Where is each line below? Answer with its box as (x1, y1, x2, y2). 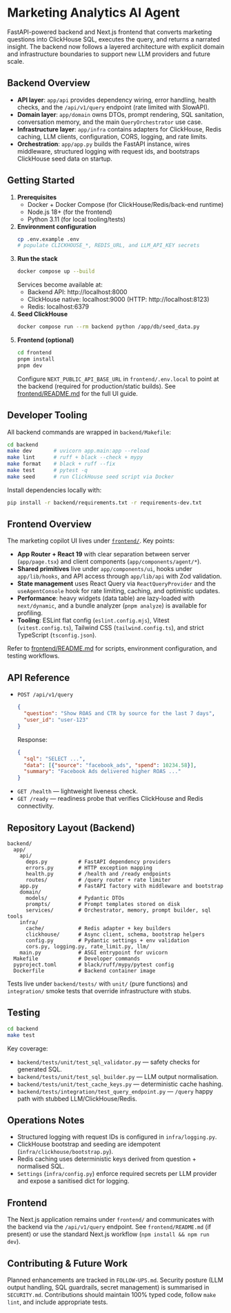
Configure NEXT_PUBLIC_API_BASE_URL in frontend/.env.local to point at (17, 374, 219, 383)
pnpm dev (17, 362, 43, 369)
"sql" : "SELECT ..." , (23, 755, 86, 762)
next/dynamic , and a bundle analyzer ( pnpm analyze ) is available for (17, 601, 207, 610)
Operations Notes (7, 1114, 85, 1126)
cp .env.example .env (17, 235, 79, 243)
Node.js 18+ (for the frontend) (27, 208, 112, 216)
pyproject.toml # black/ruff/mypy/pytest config (13, 961, 174, 968)
